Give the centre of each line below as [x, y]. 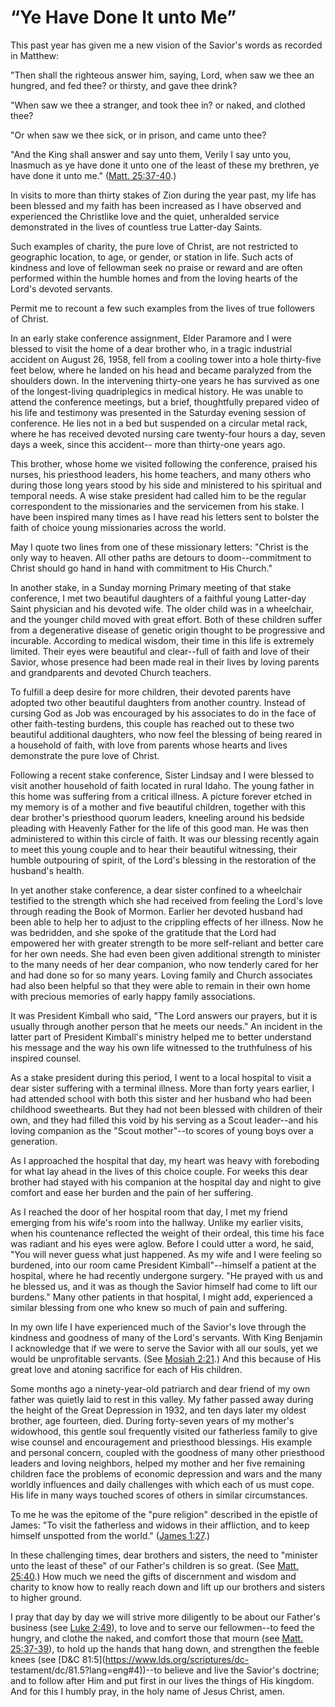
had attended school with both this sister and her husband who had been [161, 1098]
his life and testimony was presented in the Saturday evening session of [158, 412]
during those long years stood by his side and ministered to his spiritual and [166, 485]
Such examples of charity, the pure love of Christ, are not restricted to [154, 246]
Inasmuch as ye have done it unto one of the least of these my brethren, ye [165, 165]
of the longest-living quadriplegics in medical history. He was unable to [157, 391]
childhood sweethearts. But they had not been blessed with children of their [166, 1109]
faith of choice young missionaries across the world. [118, 527]
